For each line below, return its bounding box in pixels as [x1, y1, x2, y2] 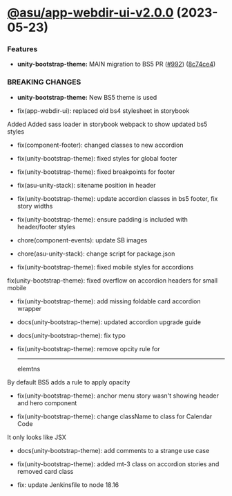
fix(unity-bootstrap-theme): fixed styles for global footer [17, 154, 177, 162]
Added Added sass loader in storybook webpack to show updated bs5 [7, 120, 208, 128]
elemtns [17, 364, 41, 373]
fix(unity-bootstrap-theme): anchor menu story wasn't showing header [17, 391, 219, 400]
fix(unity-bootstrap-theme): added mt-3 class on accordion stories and [17, 459, 220, 468]
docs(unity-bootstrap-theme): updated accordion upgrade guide [17, 317, 202, 326]
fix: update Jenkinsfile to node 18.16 [17, 480, 119, 489]
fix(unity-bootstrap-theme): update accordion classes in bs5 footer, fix [17, 194, 218, 202]
